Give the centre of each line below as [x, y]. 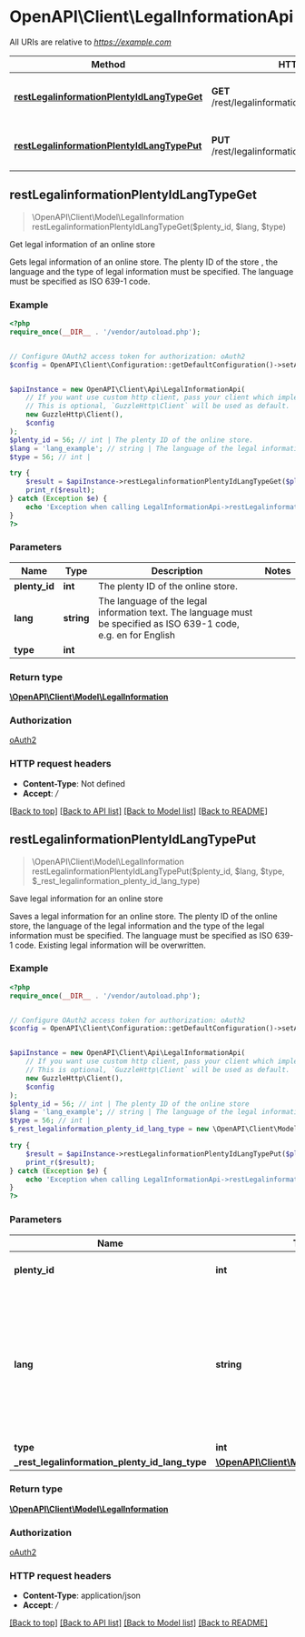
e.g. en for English [137, 635]
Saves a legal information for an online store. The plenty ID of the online [144, 916]
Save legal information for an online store [86, 899]
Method [108, 64]
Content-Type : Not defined [74, 783]
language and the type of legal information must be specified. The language [152, 271]
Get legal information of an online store [83, 244]
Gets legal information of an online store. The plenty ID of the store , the [144, 262]
